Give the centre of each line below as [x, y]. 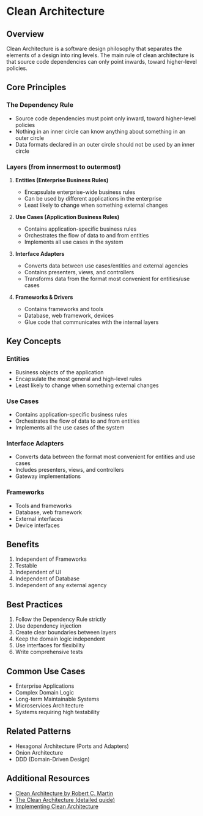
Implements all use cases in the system [74, 242]
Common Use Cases [46, 671]
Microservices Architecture [50, 706]
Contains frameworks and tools [64, 309]
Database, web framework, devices [69, 315]
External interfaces [39, 518]
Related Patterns [39, 731]
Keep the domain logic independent [60, 639]
